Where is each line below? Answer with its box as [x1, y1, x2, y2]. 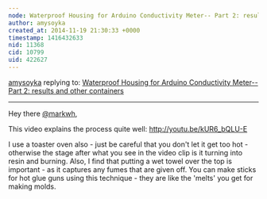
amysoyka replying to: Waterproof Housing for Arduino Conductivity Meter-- [8, 77, 258, 87]
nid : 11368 [8, 41, 44, 49]
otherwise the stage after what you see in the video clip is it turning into [8, 147, 243, 157]
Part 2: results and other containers [8, 86, 125, 95]
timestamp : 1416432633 [8, 33, 83, 42]
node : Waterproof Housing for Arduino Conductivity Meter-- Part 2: [8, 11, 240, 20]
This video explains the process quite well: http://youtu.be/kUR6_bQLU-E [8, 124, 248, 133]
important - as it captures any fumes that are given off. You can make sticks [8, 164, 257, 174]
